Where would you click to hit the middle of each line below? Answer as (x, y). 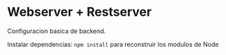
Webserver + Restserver (79, 12)
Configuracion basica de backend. (57, 31)
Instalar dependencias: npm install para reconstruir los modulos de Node (113, 44)
